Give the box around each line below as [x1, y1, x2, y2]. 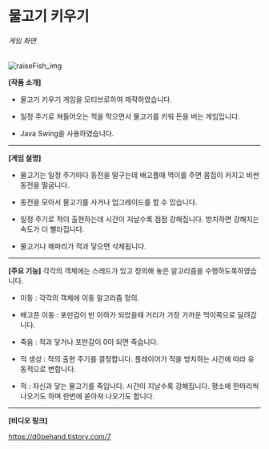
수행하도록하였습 [205, 266, 258, 276]
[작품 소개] [8, 78, 42, 87]
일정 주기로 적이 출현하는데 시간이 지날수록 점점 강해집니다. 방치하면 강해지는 [19, 214, 260, 224]
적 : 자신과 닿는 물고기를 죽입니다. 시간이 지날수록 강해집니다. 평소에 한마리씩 [19, 382, 259, 391]
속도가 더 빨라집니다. [19, 224, 85, 234]
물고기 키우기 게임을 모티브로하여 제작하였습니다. [19, 95, 172, 104]
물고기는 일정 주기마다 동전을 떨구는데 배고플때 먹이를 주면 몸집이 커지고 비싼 [19, 170, 260, 180]
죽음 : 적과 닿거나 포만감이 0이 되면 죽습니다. [19, 338, 159, 347]
